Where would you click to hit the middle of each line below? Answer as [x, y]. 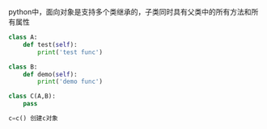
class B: [23, 67]
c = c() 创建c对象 [33, 119]
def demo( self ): [51, 74]
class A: [23, 37]
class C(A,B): [32, 96]
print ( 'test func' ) [70, 52]
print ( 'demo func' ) [70, 82]
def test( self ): [51, 44]
